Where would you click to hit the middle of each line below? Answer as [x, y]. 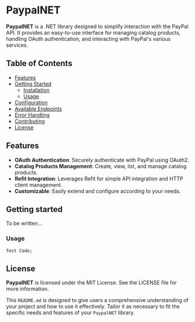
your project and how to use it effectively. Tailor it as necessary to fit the [93, 306]
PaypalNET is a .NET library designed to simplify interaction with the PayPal [97, 26]
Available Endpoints [38, 108]
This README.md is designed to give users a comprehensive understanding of [97, 300]
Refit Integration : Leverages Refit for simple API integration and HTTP [99, 179]
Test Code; [19, 251]
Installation [36, 90]
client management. [38, 184]
